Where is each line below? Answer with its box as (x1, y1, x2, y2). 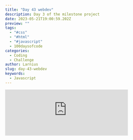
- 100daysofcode (9, 44, 43, 49)
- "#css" (9, 30, 27, 35)
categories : (5, 48, 29, 53)
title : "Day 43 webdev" (5, 7, 54, 12)
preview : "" (5, 21, 29, 26)
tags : (5, 26, 16, 30)
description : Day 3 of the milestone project (5, 12, 100, 17)
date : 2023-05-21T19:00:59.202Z (5, 16, 71, 21)
